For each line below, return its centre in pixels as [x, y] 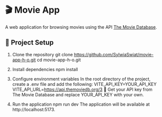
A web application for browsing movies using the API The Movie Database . [81, 27]
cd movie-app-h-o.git [59, 60]
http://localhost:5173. [34, 109]
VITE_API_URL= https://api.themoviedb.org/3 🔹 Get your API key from [82, 89]
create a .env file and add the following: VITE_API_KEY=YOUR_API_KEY [84, 84]
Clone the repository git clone [42, 54]
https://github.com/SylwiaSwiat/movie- [114, 54]
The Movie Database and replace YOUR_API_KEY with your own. [78, 94]
